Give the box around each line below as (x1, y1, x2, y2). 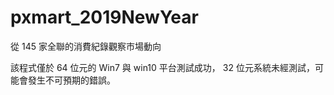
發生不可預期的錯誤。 (27, 74, 116, 86)
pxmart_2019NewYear (10, 6, 199, 29)
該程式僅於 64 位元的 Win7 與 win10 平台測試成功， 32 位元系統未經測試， (10, 61, 315, 73)
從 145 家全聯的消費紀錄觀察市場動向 (10, 40, 162, 52)
